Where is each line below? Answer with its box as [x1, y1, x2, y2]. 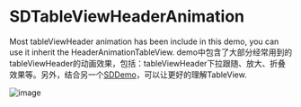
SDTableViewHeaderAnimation [9, 6, 245, 27]
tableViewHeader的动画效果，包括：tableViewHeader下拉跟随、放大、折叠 [9, 58, 286, 68]
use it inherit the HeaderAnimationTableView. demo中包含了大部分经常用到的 [9, 47, 293, 58]
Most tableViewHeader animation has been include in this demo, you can [9, 36, 279, 47]
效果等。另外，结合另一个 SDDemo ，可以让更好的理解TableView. [9, 69, 247, 80]
